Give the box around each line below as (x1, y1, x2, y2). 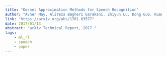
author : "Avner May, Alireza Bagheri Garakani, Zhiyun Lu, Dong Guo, (5, 12, 153, 17)
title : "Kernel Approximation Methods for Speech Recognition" (5, 7, 139, 12)
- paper (14, 44, 30, 49)
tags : (5, 30, 16, 35)
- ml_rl (14, 35, 30, 40)
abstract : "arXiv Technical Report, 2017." (5, 26, 97, 31)
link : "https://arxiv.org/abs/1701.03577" (5, 16, 94, 21)
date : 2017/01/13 (5, 21, 41, 26)
